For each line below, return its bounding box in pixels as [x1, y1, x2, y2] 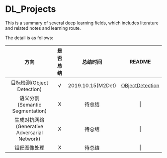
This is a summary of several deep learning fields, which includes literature [5, 20, 159, 26]
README [129, 58, 151, 65]
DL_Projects [5, 3, 56, 15]
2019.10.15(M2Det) [68, 82, 117, 89]
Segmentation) [12, 107, 47, 114]
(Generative [15, 123, 44, 130]
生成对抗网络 [14, 116, 45, 123]
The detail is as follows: [5, 35, 54, 41]
